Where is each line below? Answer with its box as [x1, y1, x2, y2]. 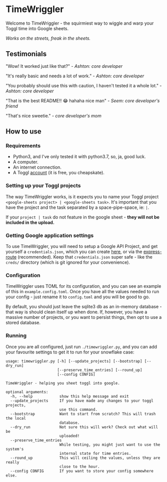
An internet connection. [12, 164, 62, 170]
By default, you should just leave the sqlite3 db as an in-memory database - [5, 304, 162, 310]
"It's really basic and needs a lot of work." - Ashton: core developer [5, 73, 144, 79]
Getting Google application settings [5, 232, 94, 239]
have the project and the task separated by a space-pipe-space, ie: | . [5, 204, 149, 210]
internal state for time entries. [59, 451, 131, 456]
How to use [5, 127, 41, 136]
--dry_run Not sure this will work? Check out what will [10, 424, 158, 430]
